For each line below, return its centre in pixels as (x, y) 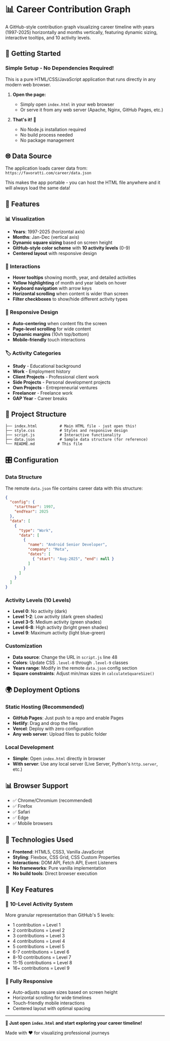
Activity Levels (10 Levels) (38, 600)
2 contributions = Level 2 (38, 930)
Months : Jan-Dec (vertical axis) (46, 237)
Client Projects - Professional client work (56, 377)
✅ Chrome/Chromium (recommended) (52, 801)
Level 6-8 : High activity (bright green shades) (60, 627)
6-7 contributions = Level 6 (41, 952)
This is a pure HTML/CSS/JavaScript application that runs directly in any (80, 79)
